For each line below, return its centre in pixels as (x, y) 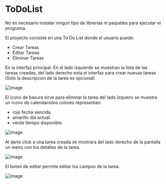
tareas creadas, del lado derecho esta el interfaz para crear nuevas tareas (81, 72)
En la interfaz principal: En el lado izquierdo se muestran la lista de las (76, 67)
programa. (16, 28)
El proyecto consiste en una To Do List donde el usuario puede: (70, 38)
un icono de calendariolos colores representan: (53, 102)
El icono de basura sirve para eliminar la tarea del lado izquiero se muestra (81, 97)
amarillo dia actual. (31, 117)
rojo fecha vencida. (32, 112)
